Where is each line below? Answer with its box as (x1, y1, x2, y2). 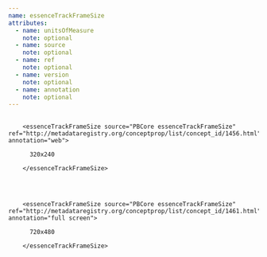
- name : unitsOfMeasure (15, 26, 94, 34)
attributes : (8, 19, 48, 27)
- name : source (15, 41, 66, 49)
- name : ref (15, 56, 56, 64)
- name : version (15, 71, 69, 79)
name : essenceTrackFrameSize (8, 11, 105, 20)
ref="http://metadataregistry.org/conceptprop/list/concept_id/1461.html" (8, 208, 261, 216)
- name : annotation (15, 85, 80, 94)
